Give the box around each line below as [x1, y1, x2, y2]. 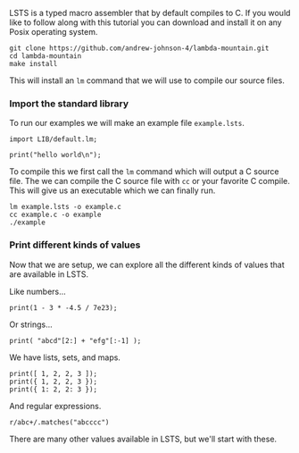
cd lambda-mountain [9, 52, 82, 61]
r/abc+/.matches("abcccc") [9, 417, 110, 427]
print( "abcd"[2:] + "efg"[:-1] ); [9, 336, 142, 345]
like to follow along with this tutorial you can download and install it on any [9, 17, 283, 28]
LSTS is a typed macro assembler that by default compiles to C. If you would [9, 8, 291, 18]
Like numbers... [9, 286, 67, 297]
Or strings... [9, 319, 54, 330]
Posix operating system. [9, 27, 98, 37]
